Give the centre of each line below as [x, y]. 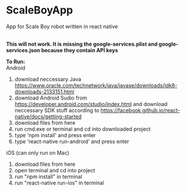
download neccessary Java [48, 79]
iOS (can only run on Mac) [38, 152]
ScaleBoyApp [40, 10]
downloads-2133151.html [44, 91]
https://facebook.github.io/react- [140, 110]
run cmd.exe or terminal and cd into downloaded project [82, 129]
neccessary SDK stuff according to [57, 110]
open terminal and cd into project [55, 170]
